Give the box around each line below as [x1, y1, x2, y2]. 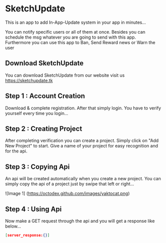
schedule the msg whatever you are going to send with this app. [5, 34, 136, 40]
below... [5, 223, 21, 229]
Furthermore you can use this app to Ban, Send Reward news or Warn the [5, 39, 156, 45]
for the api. [5, 148, 28, 154]
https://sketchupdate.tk [5, 77, 53, 83]
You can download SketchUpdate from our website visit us [5, 72, 125, 78]
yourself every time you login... [5, 110, 68, 116]
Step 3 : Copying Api [5, 162, 70, 171]
